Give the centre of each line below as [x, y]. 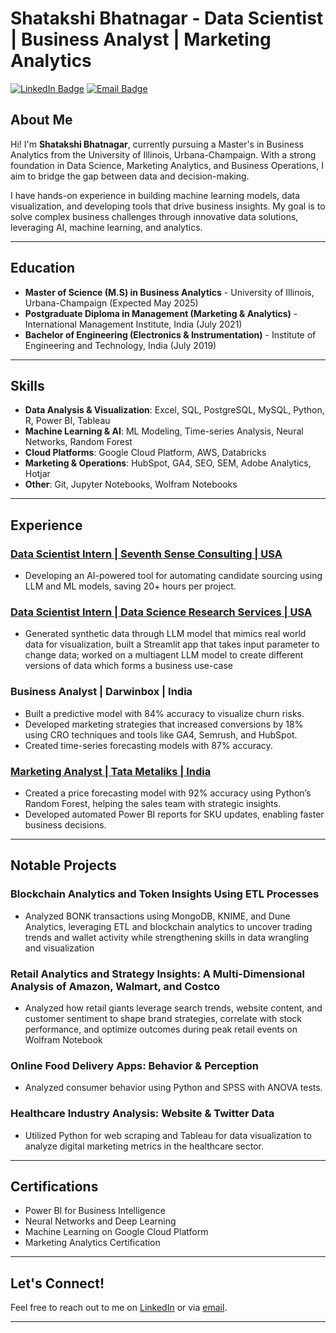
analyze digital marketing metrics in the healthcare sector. [144, 1146]
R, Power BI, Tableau [67, 421]
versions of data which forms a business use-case [128, 666]
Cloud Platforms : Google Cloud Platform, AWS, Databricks [145, 453]
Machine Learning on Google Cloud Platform [116, 1232]
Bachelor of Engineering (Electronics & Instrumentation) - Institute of [170, 334]
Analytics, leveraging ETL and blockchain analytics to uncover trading [168, 926]
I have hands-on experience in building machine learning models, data [155, 195]
